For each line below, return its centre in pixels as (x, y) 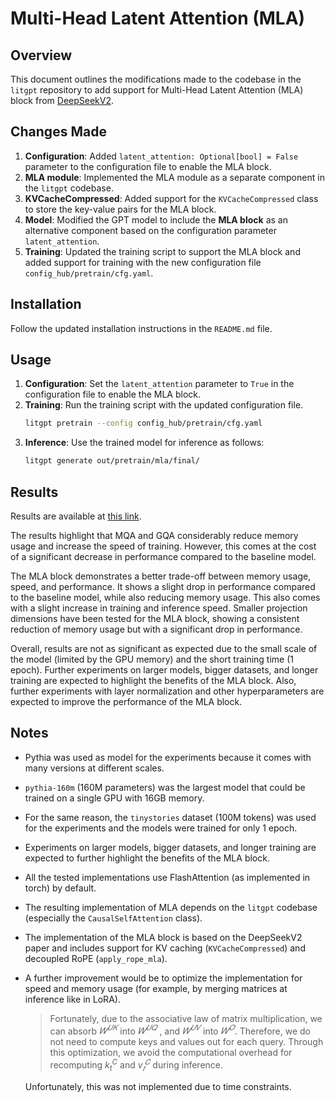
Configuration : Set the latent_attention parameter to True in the (159, 384)
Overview (41, 55)
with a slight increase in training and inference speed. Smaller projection (159, 608)
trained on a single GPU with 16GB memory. (114, 798)
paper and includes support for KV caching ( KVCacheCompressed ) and (165, 948)
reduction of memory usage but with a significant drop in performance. (156, 629)
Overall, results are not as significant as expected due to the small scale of (164, 648)
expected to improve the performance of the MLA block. (126, 701)
